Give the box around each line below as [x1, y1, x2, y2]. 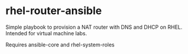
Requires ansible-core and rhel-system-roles [5, 41, 115, 48]
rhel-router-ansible [5, 4, 102, 18]
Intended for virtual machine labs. [5, 29, 87, 36]
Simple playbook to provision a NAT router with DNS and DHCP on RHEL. [5, 23, 183, 31]
